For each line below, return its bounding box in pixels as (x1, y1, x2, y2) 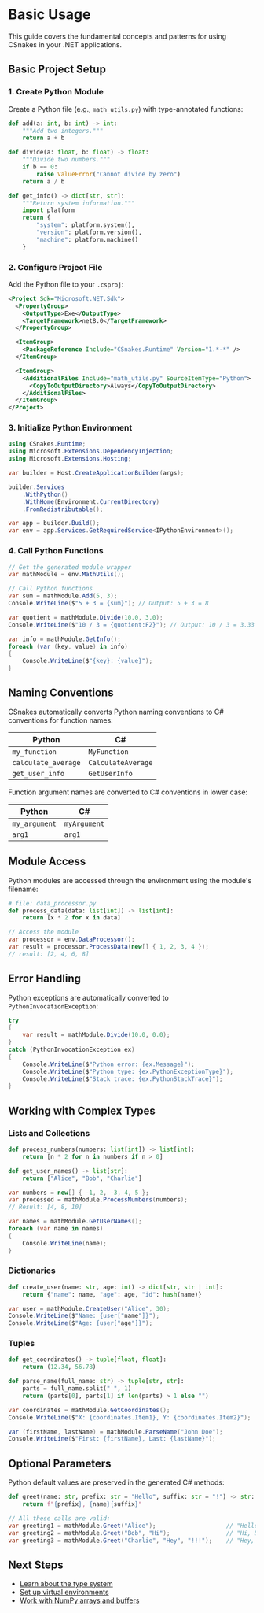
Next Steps (8, 1558, 64, 1571)
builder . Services (8, 483, 65, 491)
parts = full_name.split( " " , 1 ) (22, 1385, 132, 1393)
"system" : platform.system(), (36, 221, 135, 229)
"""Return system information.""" (22, 199, 135, 207)
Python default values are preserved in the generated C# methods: (8, 1478, 225, 1487)
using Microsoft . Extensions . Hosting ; (8, 455, 132, 463)
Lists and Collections (8, 1127, 90, 1138)
